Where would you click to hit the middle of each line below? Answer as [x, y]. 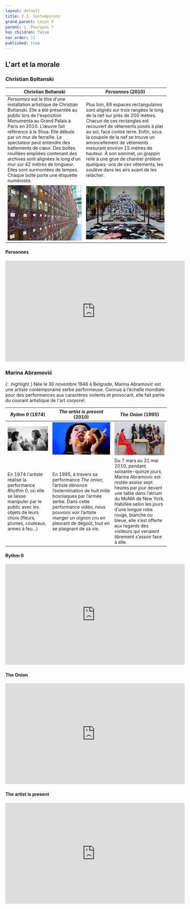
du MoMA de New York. [140, 499]
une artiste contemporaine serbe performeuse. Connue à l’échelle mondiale [85, 389]
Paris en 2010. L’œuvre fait [36, 126]
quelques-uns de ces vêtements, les [125, 164]
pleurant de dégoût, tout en [81, 523]
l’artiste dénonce [70, 485]
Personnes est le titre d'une [36, 99]
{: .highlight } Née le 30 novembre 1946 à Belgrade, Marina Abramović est [83, 384]
